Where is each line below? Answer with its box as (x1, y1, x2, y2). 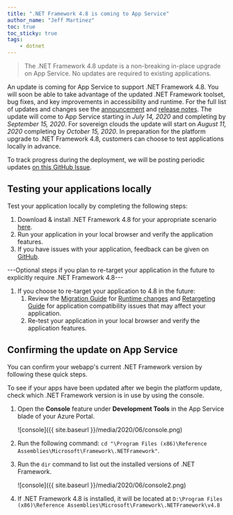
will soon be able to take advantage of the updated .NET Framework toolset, (7, 90, 225, 98)
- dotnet (19, 43, 45, 50)
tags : (7, 36, 23, 43)
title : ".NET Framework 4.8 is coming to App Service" (7, 10, 170, 17)
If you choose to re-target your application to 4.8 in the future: (17, 287, 196, 295)
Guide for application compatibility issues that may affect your (27, 301, 207, 310)
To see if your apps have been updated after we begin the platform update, (7, 383, 223, 391)
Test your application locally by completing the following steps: (7, 202, 188, 210)
